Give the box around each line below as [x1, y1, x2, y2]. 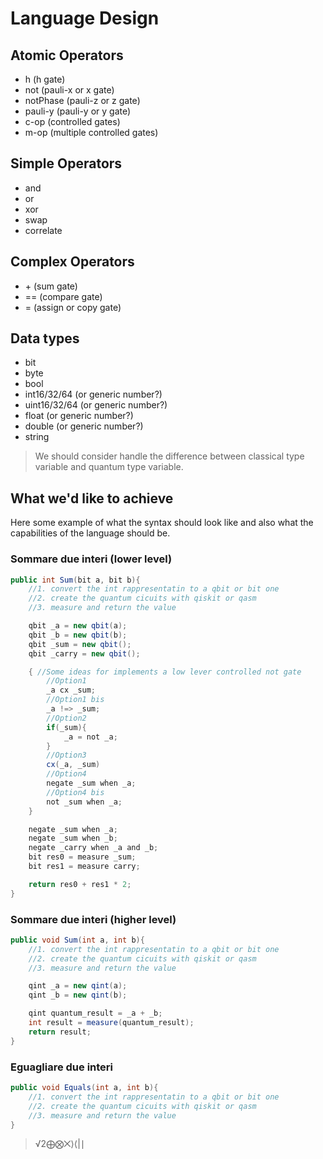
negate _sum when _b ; [28, 833, 118, 844]
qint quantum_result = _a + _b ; [28, 1008, 163, 1019]
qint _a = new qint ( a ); [28, 981, 128, 991]
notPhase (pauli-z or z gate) [24, 95, 141, 106]
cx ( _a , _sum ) [46, 760, 101, 770]
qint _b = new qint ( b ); [28, 990, 128, 1001]
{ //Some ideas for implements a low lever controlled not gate [28, 667, 302, 677]
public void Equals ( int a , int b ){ [10, 1083, 159, 1093]
